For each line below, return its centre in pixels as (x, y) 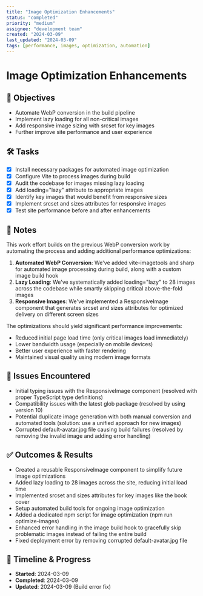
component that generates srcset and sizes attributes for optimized (99, 307)
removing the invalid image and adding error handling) (83, 436)
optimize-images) (37, 521)
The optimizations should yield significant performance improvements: (95, 326)
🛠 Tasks (23, 152)
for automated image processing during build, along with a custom (98, 269)
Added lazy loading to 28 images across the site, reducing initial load (101, 482)
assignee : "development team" (45, 29)
